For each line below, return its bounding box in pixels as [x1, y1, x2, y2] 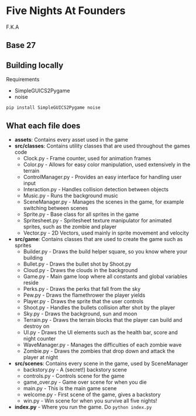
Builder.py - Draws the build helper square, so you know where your [23, 247, 188, 255]
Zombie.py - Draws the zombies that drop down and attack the [23, 347, 175, 355]
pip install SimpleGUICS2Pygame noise [6, 105, 101, 111]
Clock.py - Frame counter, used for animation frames [23, 154, 152, 161]
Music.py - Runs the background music [23, 192, 118, 199]
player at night [23, 353, 59, 360]
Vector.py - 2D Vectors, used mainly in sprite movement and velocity [23, 229, 189, 236]
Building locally [6, 60, 64, 70]
